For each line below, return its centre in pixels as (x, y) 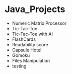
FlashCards (24, 39)
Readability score (30, 44)
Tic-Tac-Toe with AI (32, 34)
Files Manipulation (31, 60)
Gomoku (21, 55)
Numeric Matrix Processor (39, 23)
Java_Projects (35, 9)
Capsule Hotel (27, 50)
